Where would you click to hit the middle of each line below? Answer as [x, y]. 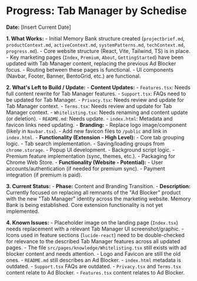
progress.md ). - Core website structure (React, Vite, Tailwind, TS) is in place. [98, 51]
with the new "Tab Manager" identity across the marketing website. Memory [98, 199]
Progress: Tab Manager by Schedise [96, 11]
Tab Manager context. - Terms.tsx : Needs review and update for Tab [89, 106]
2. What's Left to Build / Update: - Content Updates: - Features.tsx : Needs [98, 87]
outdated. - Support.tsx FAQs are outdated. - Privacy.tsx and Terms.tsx [94, 266]
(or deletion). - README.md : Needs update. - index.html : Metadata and [89, 118]
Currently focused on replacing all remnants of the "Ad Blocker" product [94, 192]
